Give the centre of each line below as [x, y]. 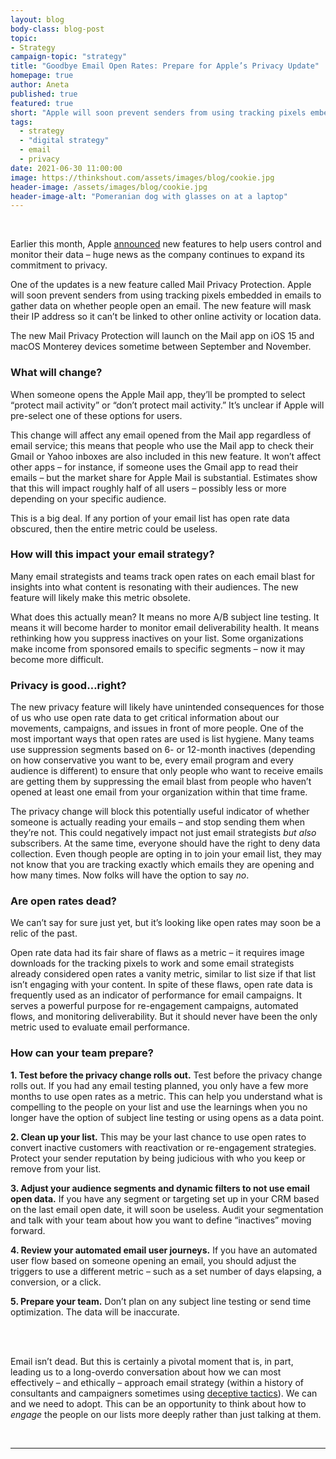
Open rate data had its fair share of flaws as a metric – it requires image [157, 953]
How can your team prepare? [82, 1053]
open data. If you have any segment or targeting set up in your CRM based [165, 1198]
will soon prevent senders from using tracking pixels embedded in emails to [166, 295]
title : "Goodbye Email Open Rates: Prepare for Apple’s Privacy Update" [165, 66]
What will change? [56, 373]
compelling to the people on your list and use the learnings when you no [159, 1107]
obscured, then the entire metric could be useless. [114, 528]
